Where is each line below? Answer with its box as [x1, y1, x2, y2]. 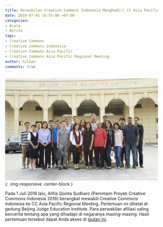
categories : [5, 18, 29, 23]
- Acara [5, 23, 21, 28]
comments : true [5, 64, 36, 69]
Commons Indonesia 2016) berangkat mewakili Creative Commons [5, 196, 138, 202]
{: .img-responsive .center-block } [5, 181, 73, 187]
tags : [5, 34, 16, 38]
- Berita [5, 28, 23, 34]
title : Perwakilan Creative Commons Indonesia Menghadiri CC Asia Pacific [5, 8, 160, 13]
